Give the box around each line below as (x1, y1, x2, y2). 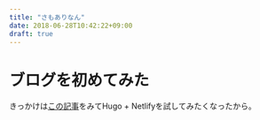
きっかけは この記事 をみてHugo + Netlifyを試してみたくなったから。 (9, 101, 256, 111)
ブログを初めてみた (9, 70, 150, 90)
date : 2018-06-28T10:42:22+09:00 (9, 21, 133, 30)
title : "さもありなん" (9, 12, 85, 22)
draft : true (9, 29, 53, 38)
